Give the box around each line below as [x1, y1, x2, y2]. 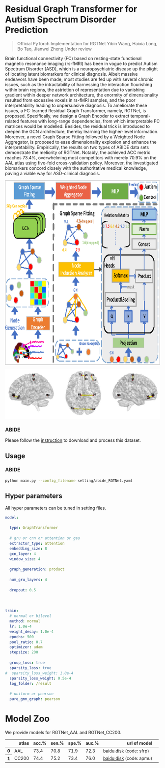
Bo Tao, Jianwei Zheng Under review [17, 46, 92, 52]
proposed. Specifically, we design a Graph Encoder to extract [5, 113, 130, 119]
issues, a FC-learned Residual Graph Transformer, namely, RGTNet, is [5, 107, 146, 114]
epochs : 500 [9, 634, 34, 639]
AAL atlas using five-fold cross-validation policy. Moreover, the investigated [5, 160, 159, 166]
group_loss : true [9, 660, 45, 665]
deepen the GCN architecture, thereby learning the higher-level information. [5, 128, 159, 134]
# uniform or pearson [9, 691, 54, 697]
